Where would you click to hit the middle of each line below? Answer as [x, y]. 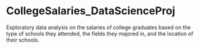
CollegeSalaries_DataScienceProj [91, 11]
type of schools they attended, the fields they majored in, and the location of [100, 33]
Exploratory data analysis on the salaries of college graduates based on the [99, 27]
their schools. [23, 40]
